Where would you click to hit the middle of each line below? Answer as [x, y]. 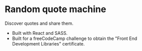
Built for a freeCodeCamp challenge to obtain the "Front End [75, 38]
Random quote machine [55, 9]
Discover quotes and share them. [39, 23]
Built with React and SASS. [40, 33]
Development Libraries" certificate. [48, 43]
